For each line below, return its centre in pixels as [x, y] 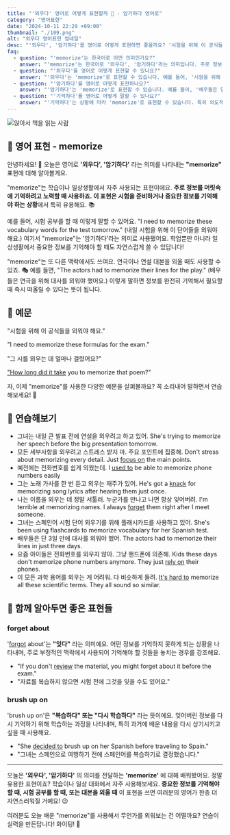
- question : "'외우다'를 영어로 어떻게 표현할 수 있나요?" [87, 70]
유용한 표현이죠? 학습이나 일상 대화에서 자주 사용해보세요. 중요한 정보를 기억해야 [114, 784]
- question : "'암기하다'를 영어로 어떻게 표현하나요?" [81, 83]
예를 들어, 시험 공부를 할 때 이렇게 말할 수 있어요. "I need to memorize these [110, 221]
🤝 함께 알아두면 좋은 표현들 [60, 608]
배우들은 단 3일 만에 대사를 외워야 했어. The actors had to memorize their [117, 539]
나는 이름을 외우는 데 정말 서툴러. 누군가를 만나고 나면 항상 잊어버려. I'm [112, 500]
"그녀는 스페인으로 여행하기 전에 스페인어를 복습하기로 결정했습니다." [108, 754]
